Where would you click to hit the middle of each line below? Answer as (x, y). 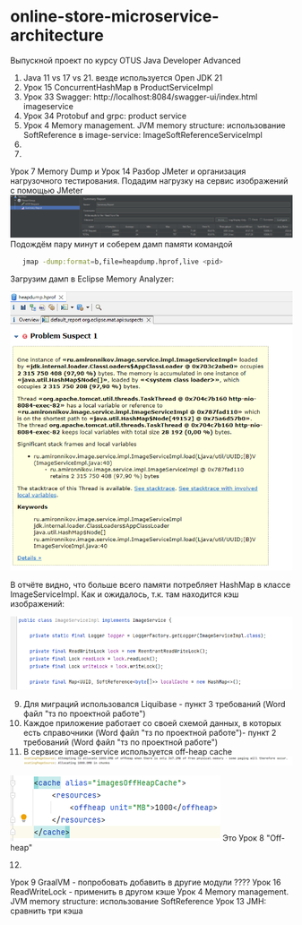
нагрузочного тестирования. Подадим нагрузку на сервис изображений (149, 180)
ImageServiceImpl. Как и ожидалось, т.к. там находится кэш (125, 594)
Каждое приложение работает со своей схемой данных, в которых (152, 722)
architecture (57, 35)
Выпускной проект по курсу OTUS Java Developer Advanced (125, 60)
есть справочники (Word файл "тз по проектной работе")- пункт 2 (150, 732)
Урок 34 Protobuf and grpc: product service (105, 116)
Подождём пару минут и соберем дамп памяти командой (121, 245)
